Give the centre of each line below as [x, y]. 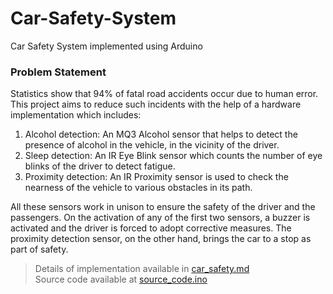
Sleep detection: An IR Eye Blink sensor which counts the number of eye [173, 156]
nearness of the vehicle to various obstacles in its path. [138, 188]
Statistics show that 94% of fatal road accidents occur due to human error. [164, 94]
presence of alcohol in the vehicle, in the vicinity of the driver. [152, 145]
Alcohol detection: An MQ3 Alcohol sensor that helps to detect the [161, 134]
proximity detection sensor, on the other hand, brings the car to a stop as [161, 239]
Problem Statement [58, 72]
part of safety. [39, 249]
